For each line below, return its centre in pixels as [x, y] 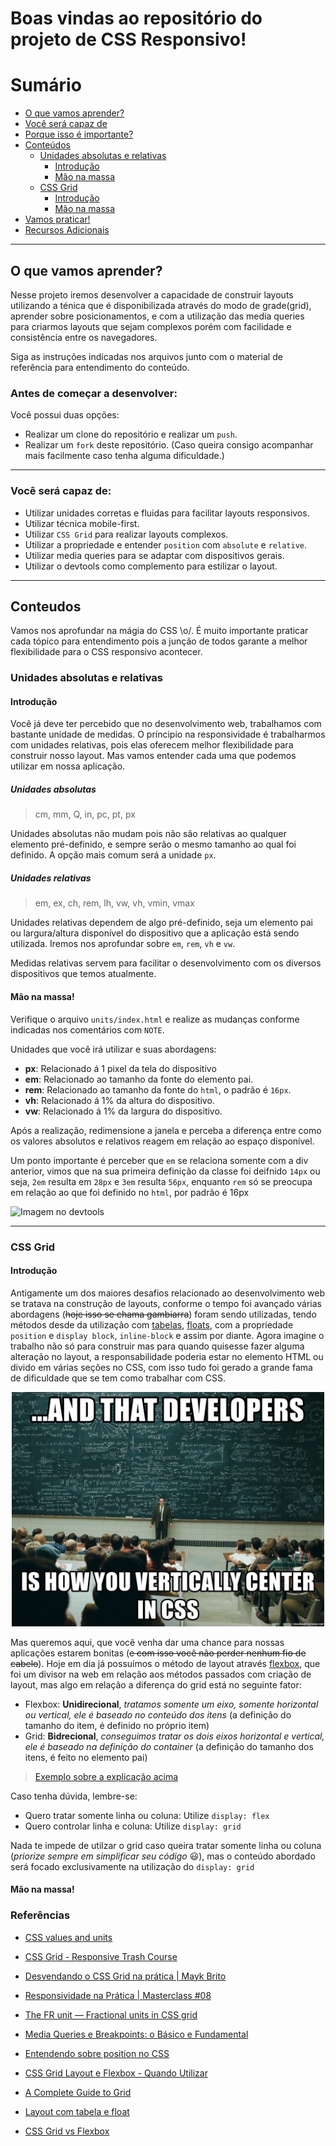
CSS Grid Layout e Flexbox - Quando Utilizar [116, 2073]
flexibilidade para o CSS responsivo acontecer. [106, 652]
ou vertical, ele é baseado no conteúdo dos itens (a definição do [158, 1714]
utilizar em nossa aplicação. [68, 766]
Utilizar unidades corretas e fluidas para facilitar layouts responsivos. [167, 513]
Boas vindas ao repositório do [136, 18]
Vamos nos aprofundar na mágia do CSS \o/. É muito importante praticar [159, 631]
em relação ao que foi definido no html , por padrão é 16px [130, 1192]
